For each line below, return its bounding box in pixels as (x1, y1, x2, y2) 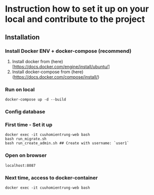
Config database (5, 108, 45, 115)
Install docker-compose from (12, 69, 70, 75)
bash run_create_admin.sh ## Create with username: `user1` (5, 141, 130, 146)
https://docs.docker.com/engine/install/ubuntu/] (14, 64, 110, 69)
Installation (5, 33, 40, 41)
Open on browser (5, 152, 47, 159)
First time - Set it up (5, 121, 52, 128)
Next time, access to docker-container (5, 174, 98, 181)
